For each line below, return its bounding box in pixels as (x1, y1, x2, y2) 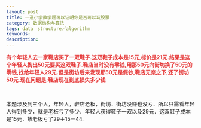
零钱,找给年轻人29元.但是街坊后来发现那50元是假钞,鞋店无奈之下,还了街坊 (6, 69, 190, 75)
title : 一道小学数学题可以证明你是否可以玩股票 (6, 14, 110, 20)
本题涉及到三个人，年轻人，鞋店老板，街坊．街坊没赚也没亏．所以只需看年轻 (6, 100, 195, 108)
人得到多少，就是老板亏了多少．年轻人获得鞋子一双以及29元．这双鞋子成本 (6, 108, 191, 115)
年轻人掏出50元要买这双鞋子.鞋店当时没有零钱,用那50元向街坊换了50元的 (11, 61, 193, 68)
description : (6, 36, 39, 42)
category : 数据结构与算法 (6, 20, 65, 26)
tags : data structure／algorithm (6, 25, 91, 32)
